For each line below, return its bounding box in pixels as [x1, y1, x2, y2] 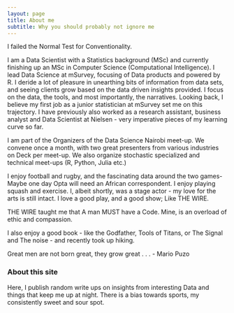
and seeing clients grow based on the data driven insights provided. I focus [7, 85, 224, 94]
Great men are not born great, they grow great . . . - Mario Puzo [7, 249, 190, 259]
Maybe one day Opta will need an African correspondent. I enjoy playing [7, 180, 216, 188]
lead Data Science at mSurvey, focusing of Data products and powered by [7, 71, 221, 79]
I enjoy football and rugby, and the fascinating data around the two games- [7, 172, 223, 180]
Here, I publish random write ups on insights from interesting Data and [7, 283, 210, 291]
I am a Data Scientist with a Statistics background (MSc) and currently [7, 56, 209, 64]
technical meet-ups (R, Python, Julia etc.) [7, 159, 127, 167]
